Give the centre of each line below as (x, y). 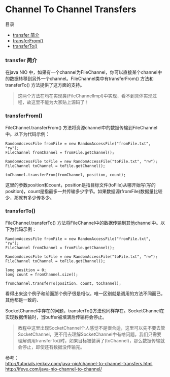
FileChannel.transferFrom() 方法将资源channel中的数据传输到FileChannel (81, 127)
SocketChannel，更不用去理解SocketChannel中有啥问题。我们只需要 (89, 334)
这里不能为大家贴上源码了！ (60, 102)
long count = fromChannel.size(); (42, 274)
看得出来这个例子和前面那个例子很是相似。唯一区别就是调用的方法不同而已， (85, 293)
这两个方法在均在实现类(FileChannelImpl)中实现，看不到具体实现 (85, 96)
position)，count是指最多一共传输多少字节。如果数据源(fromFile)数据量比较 (84, 191)
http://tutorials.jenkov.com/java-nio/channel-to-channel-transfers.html (79, 363)
